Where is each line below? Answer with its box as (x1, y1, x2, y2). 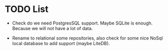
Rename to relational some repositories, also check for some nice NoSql (12, 35, 163, 41)
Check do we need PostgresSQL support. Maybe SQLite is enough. (12, 20, 153, 26)
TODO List (5, 3, 49, 15)
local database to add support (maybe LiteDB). (12, 40, 110, 46)
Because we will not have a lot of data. (12, 25, 93, 31)
